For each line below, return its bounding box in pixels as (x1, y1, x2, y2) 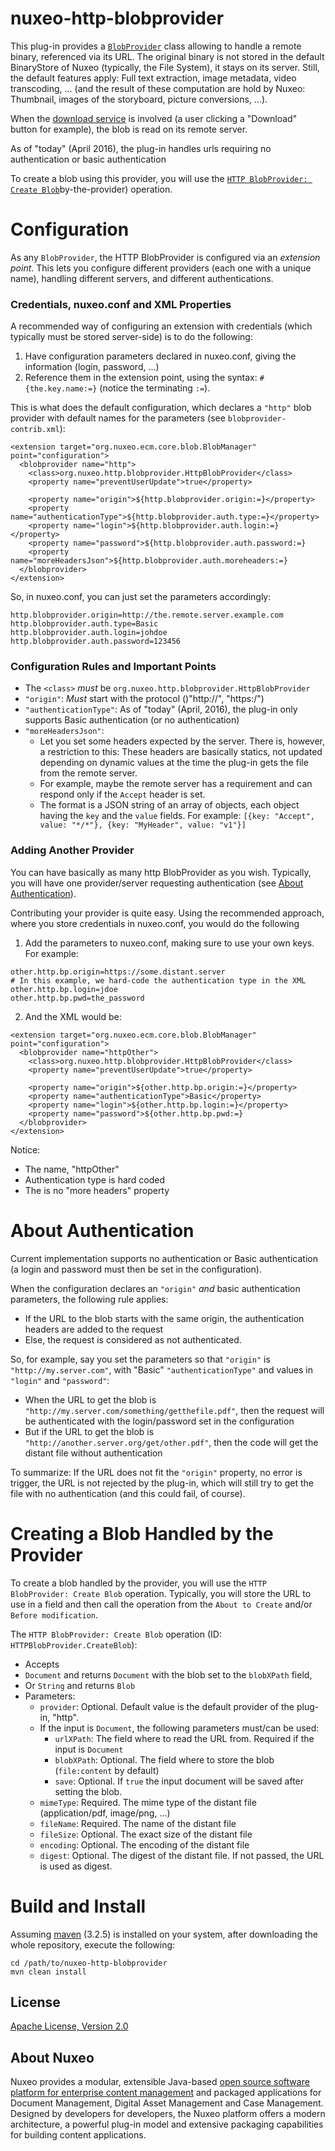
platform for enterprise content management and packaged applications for (10, 2087, 322, 2099)
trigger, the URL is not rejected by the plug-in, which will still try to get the (10, 1477, 314, 1489)
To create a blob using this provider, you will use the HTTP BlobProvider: (10, 172, 308, 184)
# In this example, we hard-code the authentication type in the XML (10, 975, 307, 986)
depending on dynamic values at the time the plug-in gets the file (39, 757, 309, 769)
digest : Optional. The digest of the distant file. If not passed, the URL (39, 1849, 325, 1861)
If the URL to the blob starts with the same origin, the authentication (24, 1312, 305, 1324)
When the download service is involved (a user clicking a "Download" (10, 112, 298, 124)
